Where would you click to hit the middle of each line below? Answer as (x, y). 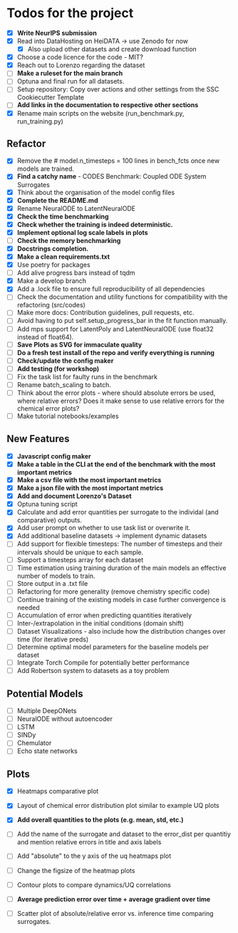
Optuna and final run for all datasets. (71, 81)
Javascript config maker (54, 456)
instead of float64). (45, 336)
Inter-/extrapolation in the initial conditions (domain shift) (100, 623)
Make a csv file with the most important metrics (89, 480)
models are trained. (46, 169)
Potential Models (45, 693)
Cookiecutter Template (51, 97)
